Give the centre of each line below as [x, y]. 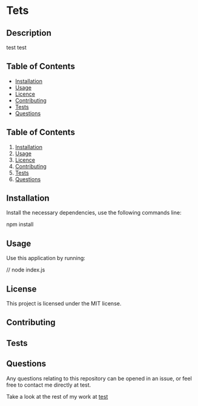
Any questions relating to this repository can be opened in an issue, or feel [99, 378]
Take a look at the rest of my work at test [57, 396]
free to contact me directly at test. [49, 385]
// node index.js [26, 270]
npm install [20, 224]
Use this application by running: [46, 258]
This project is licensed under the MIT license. [64, 304]
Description [29, 33]
